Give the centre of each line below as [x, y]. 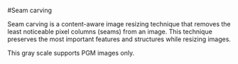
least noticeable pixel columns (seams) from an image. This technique [110, 32]
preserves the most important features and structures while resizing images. [119, 39]
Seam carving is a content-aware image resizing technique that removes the [119, 24]
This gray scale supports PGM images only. [71, 53]
